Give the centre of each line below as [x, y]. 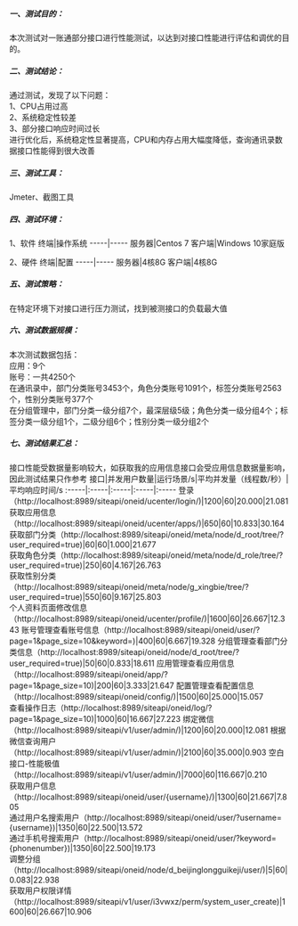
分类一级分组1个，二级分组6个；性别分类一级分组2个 [113, 421]
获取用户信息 [32, 785]
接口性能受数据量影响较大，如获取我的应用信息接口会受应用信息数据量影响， [149, 467]
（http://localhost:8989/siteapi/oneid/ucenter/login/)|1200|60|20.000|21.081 [149, 501]
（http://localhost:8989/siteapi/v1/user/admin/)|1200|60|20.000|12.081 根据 [148, 730]
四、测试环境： [36, 219]
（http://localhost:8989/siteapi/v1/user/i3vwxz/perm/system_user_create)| [146, 901]
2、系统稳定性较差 [43, 117]
